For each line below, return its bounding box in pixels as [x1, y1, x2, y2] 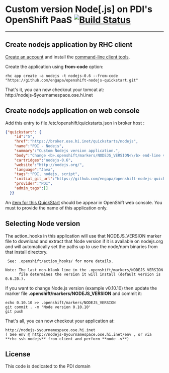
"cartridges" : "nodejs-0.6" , [14, 158, 73, 163]
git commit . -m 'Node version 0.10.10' [5, 305, 92, 310]
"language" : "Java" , [14, 167, 55, 172]
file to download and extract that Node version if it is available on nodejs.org [5, 238, 163, 244]
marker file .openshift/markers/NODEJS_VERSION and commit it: [5, 290, 142, 296]
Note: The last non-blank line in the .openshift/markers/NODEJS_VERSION [5, 267, 163, 272]
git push [5, 309, 24, 314]
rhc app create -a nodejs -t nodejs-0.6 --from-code [5, 73, 118, 79]
